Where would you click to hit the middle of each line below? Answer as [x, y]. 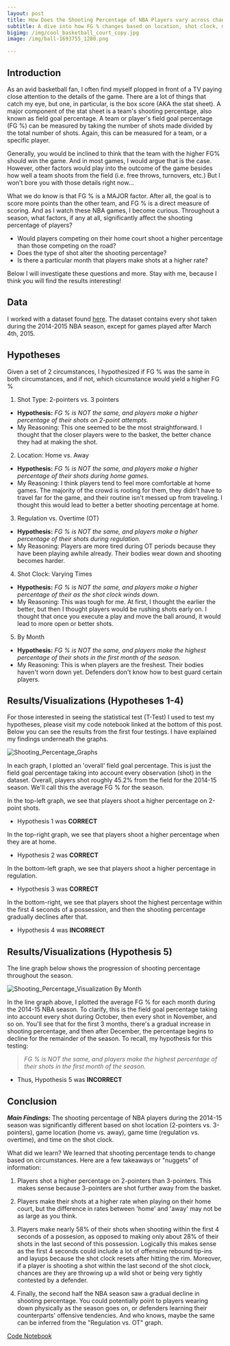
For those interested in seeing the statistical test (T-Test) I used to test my [111, 717]
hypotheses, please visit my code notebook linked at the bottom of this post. [115, 725]
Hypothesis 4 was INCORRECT [61, 930]
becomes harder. [41, 560]
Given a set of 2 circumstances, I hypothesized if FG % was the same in [108, 372]
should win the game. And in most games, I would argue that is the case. [110, 160]
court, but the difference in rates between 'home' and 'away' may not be [119, 1209]
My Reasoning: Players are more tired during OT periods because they [116, 546]
